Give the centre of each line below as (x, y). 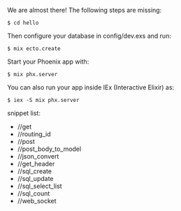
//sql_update (35, 179)
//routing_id (34, 134)
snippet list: (24, 113)
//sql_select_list (39, 186)
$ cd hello (23, 23)
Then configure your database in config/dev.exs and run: (89, 36)
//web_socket (37, 201)
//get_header (36, 164)
